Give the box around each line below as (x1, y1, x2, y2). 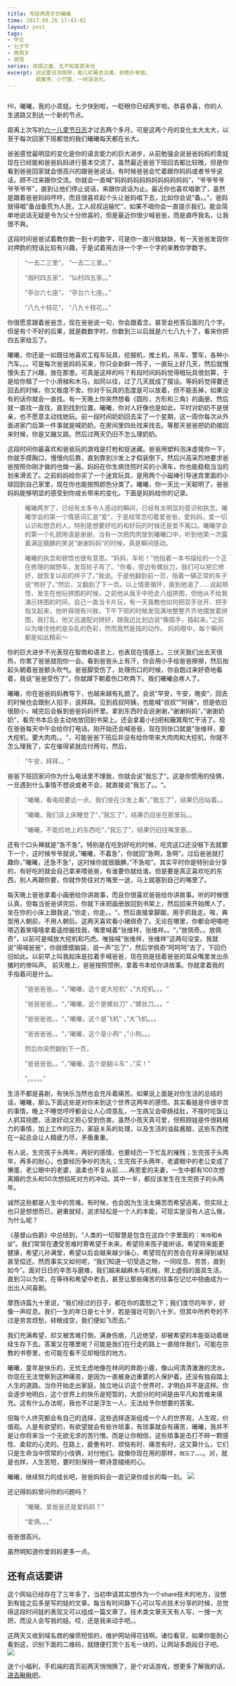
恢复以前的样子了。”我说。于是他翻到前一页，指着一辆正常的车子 (43, 571, 228, 580)
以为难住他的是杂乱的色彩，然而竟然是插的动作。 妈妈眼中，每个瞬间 (24, 624, 223, 633)
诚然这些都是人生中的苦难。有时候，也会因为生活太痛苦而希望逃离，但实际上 (7, 1199, 229, 1207)
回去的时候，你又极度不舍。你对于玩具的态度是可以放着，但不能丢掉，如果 (7, 386, 223, 395)
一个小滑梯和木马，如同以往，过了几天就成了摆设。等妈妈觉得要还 (37, 377, 229, 385)
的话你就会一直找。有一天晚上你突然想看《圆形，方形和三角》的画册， (13, 395, 216, 403)
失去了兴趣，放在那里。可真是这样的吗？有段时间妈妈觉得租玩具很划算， (13, 369, 223, 377)
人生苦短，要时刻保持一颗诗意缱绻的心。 (31, 1457, 149, 1467)
